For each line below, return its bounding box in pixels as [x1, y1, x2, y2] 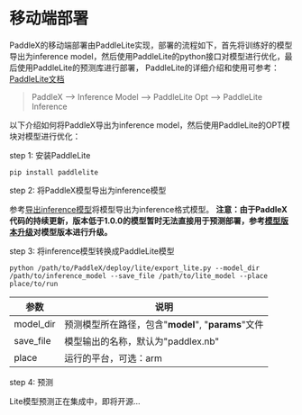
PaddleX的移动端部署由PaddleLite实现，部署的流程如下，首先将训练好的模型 [9, 40, 293, 50]
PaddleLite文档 [9, 73, 65, 84]
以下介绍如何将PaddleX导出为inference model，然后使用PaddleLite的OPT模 [9, 119, 290, 131]
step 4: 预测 [9, 376, 54, 387]
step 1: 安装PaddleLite [9, 149, 91, 160]
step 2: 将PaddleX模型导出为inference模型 [9, 185, 167, 195]
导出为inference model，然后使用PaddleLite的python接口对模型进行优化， [9, 50, 286, 61]
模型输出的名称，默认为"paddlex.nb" [64, 335, 219, 347]
